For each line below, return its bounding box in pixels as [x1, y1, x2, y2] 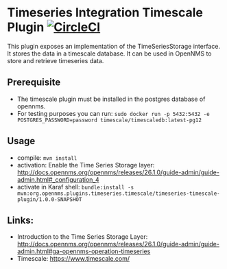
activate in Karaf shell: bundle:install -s [16, 183, 134, 191]
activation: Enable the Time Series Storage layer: [16, 161, 155, 169]
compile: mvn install [16, 153, 77, 162]
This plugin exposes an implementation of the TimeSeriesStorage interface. [7, 42, 221, 50]
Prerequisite [7, 77, 61, 89]
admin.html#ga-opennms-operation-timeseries [16, 247, 151, 255]
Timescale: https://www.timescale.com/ [16, 255, 130, 263]
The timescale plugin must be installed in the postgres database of [16, 95, 206, 103]
